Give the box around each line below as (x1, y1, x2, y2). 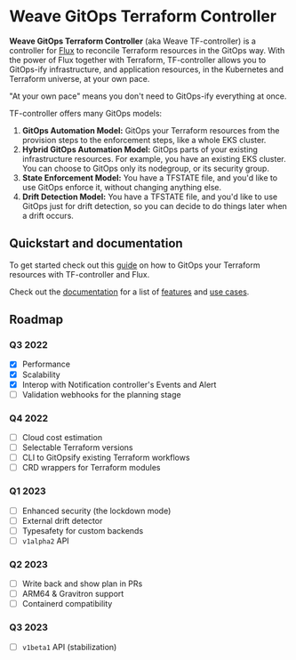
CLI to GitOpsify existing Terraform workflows (21, 452, 190, 463)
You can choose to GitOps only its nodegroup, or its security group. (21, 163, 269, 173)
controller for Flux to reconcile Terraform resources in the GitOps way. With (9, 44, 285, 55)
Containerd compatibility (21, 599, 113, 609)
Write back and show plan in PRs (21, 578, 143, 589)
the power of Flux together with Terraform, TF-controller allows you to (9, 54, 267, 65)
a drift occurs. (21, 210, 74, 221)
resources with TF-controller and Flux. (9, 269, 150, 279)
